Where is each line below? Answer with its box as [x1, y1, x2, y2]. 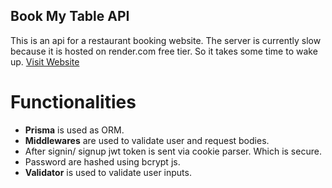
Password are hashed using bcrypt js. [24, 155, 181, 168]
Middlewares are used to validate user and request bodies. [24, 134, 270, 146]
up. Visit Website [10, 55, 80, 68]
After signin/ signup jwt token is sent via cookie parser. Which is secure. [24, 145, 322, 157]
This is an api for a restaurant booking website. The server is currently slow [10, 34, 322, 46]
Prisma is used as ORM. [24, 124, 125, 136]
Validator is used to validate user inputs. [24, 166, 192, 178]
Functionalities [10, 91, 137, 113]
